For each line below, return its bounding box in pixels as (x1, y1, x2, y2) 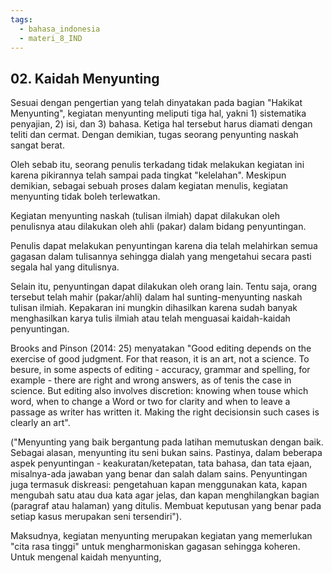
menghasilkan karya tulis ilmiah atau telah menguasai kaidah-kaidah (10, 312, 291, 325)
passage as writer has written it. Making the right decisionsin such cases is (10, 406, 320, 418)
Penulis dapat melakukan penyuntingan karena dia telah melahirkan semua (10, 240, 318, 252)
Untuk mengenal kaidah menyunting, (10, 551, 162, 563)
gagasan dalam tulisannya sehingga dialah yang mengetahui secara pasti (10, 251, 312, 263)
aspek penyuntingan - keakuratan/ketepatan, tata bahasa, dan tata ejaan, (10, 457, 313, 470)
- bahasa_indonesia (19, 24, 101, 34)
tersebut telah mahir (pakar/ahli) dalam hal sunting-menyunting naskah (10, 291, 303, 303)
